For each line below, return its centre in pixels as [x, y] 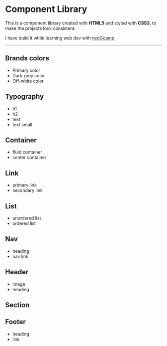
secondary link [28, 190]
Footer [16, 322]
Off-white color [28, 81]
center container [29, 158]
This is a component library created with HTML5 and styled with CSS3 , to [81, 23]
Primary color [26, 70]
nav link [20, 256]
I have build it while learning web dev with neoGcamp [60, 38]
